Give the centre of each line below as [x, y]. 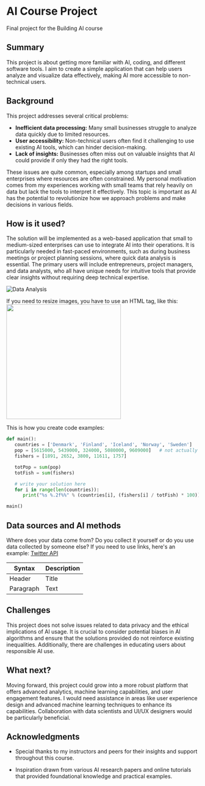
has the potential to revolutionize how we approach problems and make [96, 198]
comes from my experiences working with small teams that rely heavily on [99, 185]
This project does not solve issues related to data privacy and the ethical [98, 625]
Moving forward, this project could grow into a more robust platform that [97, 685]
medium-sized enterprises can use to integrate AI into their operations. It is [101, 245]
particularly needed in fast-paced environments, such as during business [99, 252]
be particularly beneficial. [38, 717]
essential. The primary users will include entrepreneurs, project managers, [100, 264]
